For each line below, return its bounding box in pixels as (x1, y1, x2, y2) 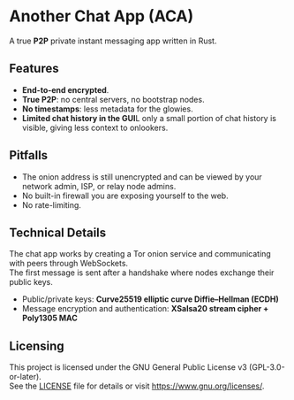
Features (9, 61, 59, 76)
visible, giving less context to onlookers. (21, 122, 169, 133)
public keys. (9, 277, 53, 288)
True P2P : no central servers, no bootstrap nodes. (21, 94, 205, 104)
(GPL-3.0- (248, 362, 285, 373)
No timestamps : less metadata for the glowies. (21, 104, 193, 114)
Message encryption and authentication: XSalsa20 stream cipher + (21, 304, 269, 314)
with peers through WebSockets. (9, 258, 129, 269)
